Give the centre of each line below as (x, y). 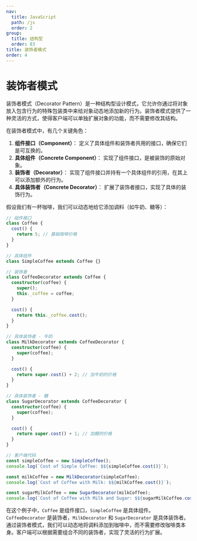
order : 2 (22, 28)
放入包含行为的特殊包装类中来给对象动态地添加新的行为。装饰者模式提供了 (96, 111)
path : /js (23, 22)
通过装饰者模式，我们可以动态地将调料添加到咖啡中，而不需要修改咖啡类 (93, 525)
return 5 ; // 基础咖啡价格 (47, 234)
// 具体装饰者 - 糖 (27, 396)
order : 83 (23, 45)
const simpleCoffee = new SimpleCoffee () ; (59, 461)
